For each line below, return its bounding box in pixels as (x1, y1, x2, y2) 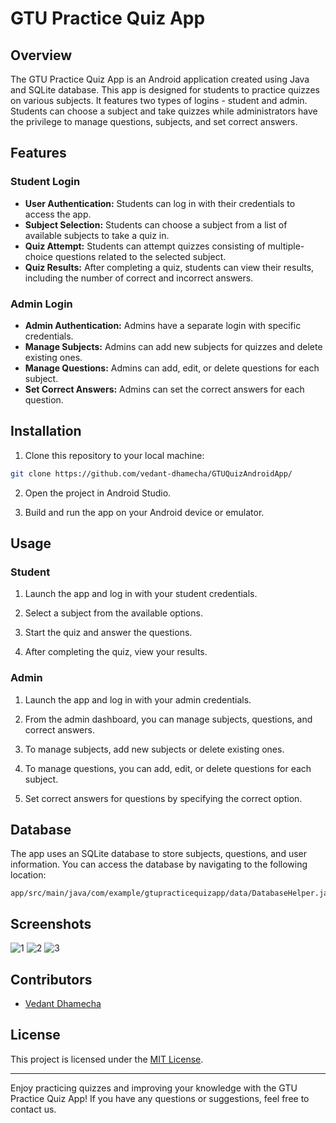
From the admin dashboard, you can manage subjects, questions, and (24, 713, 313, 725)
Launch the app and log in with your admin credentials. (24, 693, 252, 706)
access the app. (24, 208, 92, 220)
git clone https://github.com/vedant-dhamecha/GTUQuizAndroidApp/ (10, 468, 293, 479)
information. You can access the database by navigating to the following (10, 858, 308, 871)
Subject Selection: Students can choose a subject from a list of (24, 218, 288, 231)
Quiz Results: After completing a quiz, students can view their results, (24, 261, 315, 273)
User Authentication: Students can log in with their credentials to (24, 197, 296, 209)
